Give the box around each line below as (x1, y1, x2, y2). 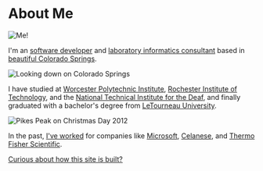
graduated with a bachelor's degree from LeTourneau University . (8, 101, 217, 110)
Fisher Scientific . (8, 139, 63, 148)
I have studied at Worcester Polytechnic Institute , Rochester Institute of (8, 84, 237, 94)
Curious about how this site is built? (8, 154, 123, 164)
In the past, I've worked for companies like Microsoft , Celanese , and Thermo (8, 130, 255, 141)
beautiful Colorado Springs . (8, 54, 97, 63)
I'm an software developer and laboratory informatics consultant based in (8, 45, 245, 55)
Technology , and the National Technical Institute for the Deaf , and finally (8, 92, 241, 102)
